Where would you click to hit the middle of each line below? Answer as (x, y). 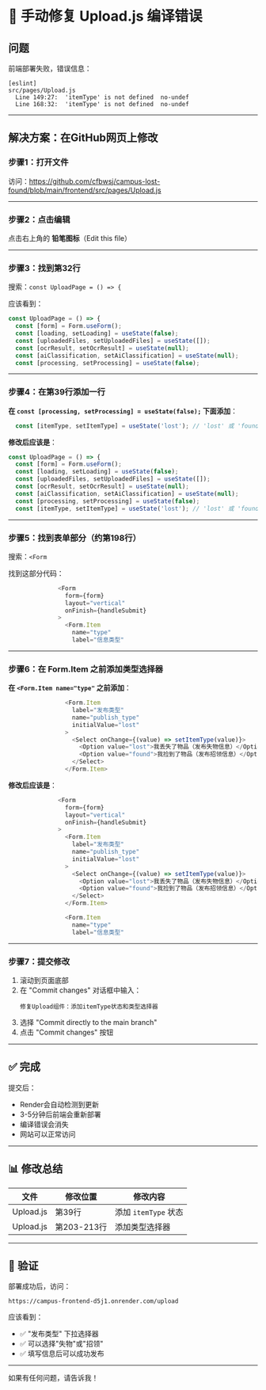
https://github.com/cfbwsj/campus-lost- (95, 181)
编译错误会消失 (44, 1124)
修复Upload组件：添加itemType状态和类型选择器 (89, 1007)
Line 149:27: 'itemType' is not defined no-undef (103, 97)
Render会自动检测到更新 (59, 1104)
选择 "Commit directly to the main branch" (88, 1022)
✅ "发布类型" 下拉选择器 (59, 1334)
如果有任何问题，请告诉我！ (53, 1378)
